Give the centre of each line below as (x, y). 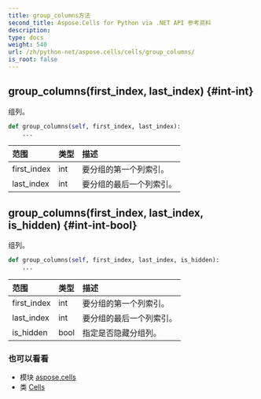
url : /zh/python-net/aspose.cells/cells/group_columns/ (101, 52)
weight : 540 (28, 45)
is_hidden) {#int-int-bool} (73, 225)
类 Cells (32, 387)
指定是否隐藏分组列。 (122, 333)
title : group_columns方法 (49, 15)
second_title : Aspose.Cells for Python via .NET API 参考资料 (110, 23)
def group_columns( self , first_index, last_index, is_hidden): (114, 260)
